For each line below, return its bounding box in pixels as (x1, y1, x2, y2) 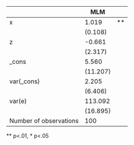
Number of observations (9, 116, 79, 125)
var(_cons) (9, 77, 41, 86)
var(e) (9, 97, 27, 105)
